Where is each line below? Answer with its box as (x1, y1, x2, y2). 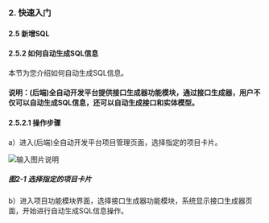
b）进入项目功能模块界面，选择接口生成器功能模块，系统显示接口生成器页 (8, 196, 253, 206)
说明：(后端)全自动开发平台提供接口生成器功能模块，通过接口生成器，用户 (8, 88, 254, 97)
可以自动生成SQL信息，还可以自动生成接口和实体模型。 (14, 98, 199, 108)
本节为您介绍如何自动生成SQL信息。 (8, 68, 129, 77)
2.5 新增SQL (8, 28, 50, 38)
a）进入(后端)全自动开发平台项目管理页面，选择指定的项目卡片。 (8, 137, 223, 147)
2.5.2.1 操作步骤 (8, 118, 62, 127)
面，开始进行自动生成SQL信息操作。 (8, 206, 129, 216)
